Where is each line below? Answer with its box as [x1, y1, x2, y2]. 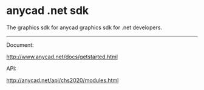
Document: [6, 41, 35, 49]
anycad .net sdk [6, 4, 89, 18]
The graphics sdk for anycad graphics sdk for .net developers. [6, 24, 163, 31]
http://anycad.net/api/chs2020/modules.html [6, 77, 119, 84]
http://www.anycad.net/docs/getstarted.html [6, 53, 118, 60]
